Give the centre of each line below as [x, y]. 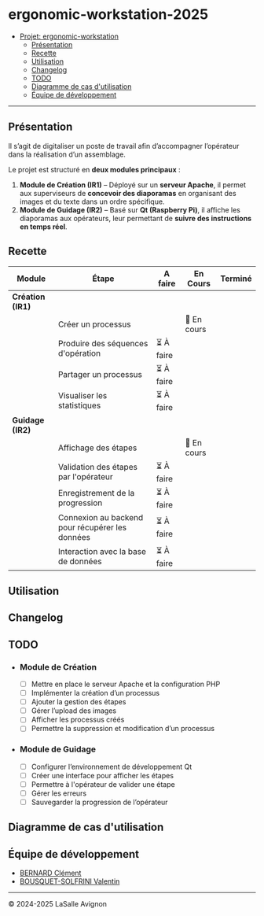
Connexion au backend [101, 517]
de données [80, 562]
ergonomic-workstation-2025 [108, 15]
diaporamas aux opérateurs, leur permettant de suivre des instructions [136, 218]
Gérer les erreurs [59, 793]
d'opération [79, 353]
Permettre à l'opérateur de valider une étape [103, 784]
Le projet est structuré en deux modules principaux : [94, 169]
